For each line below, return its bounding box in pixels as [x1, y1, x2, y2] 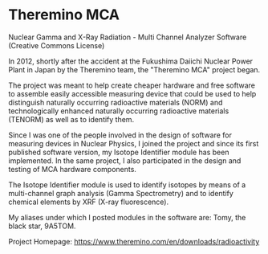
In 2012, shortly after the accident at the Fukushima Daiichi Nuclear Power [8, 56, 254, 66]
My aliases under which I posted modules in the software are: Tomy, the [8, 212, 246, 222]
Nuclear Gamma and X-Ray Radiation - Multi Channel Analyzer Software [8, 32, 247, 42]
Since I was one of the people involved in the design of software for [8, 130, 233, 140]
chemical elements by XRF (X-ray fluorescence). [8, 197, 169, 207]
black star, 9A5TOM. [8, 221, 76, 231]
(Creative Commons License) [8, 40, 105, 50]
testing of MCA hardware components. [8, 164, 136, 174]
